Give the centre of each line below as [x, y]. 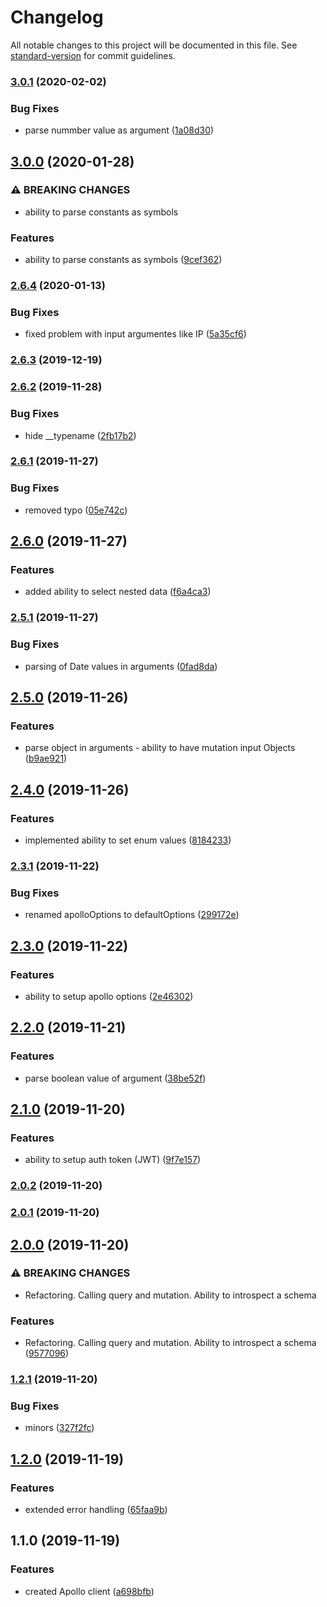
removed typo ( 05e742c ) [76, 510]
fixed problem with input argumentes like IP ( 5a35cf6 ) [135, 334]
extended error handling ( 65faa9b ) [96, 1510]
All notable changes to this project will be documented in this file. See [154, 45]
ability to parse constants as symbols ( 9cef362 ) [123, 260]
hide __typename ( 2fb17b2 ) [80, 435]
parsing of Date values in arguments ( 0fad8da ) [121, 666]
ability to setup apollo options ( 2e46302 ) [109, 996]
